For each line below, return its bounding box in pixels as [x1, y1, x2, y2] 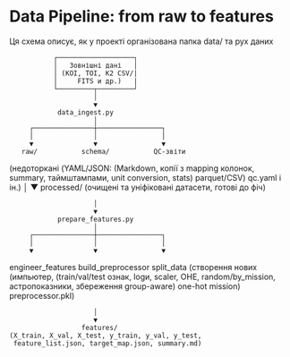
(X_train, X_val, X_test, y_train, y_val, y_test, [9, 331, 202, 340]
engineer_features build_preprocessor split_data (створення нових [9, 261, 258, 272]
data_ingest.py [56, 107, 115, 117]
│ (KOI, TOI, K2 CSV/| [53, 69, 139, 78]
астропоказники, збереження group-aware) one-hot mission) [9, 280, 241, 292]
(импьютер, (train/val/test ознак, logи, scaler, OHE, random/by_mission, [9, 271, 276, 282]
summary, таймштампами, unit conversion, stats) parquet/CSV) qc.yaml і [9, 172, 282, 183]
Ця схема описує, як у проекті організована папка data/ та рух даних [9, 36, 274, 47]
